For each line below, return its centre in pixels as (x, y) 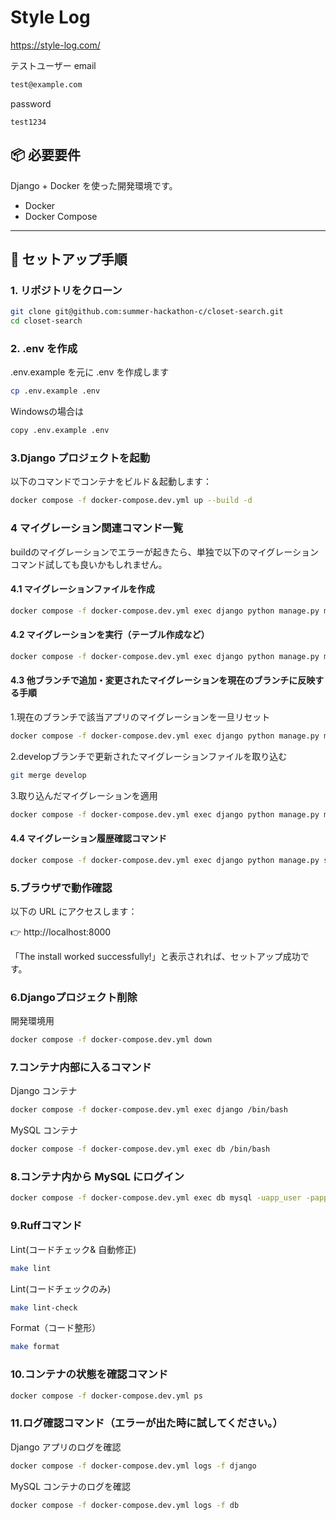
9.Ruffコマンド (46, 1226)
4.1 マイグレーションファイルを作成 (82, 589)
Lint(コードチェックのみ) (61, 1288)
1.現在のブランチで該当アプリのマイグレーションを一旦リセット (140, 717)
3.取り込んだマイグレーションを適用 (84, 795)
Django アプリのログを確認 (66, 1447)
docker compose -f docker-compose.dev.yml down (111, 1040)
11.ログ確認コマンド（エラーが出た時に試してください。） (146, 1423)
